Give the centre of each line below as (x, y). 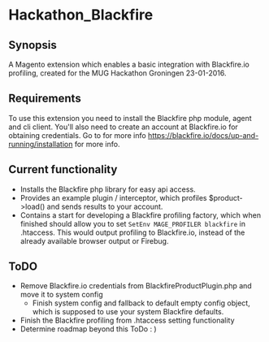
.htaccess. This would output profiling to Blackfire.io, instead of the (132, 232)
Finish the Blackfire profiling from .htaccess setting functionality (127, 320)
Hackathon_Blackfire (81, 15)
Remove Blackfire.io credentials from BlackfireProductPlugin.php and (136, 286)
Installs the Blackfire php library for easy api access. (108, 189)
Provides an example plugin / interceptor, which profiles (113, 197)
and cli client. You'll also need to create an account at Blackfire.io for (123, 127)
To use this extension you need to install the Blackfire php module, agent (130, 118)
